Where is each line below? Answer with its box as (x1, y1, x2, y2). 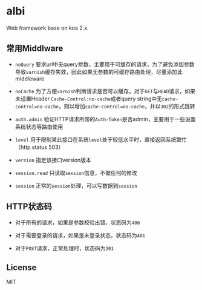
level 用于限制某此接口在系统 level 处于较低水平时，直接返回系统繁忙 (15, 136, 187, 143)
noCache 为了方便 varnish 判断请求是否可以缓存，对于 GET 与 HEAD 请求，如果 (15, 87, 196, 94)
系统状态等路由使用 (15, 123, 64, 130)
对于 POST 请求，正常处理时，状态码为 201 (15, 244, 114, 252)
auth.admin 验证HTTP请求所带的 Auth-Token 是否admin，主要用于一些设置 (15, 115, 196, 122)
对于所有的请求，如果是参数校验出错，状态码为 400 (15, 219, 140, 226)
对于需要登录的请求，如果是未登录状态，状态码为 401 (15, 231, 146, 239)
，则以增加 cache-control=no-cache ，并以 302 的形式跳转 (58, 102, 195, 110)
